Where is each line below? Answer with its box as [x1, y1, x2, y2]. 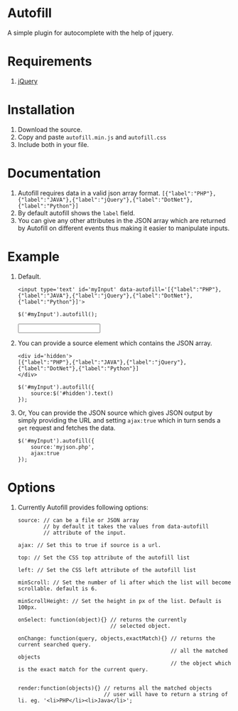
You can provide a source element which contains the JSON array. [17, 339, 212, 347]
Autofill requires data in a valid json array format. [17, 188, 161, 197]
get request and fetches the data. [17, 423, 116, 432]
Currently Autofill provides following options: [17, 503, 148, 511]
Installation [7, 102, 75, 118]
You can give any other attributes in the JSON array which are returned [17, 216, 226, 224]
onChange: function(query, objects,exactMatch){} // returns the [17, 634, 215, 642]
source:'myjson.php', [31, 443, 94, 450]
